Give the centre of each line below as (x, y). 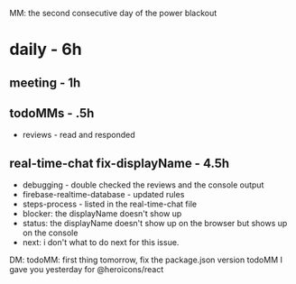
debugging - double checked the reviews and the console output (143, 185)
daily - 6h (46, 50)
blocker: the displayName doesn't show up (102, 214)
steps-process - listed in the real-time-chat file (109, 204)
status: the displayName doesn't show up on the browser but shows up (155, 224)
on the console (50, 233)
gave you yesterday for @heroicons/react (87, 270)
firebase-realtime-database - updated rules (103, 195)
